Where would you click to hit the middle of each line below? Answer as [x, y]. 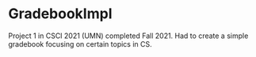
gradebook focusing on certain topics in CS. [80, 44]
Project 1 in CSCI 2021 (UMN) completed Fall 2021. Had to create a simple [128, 36]
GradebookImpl [60, 14]
